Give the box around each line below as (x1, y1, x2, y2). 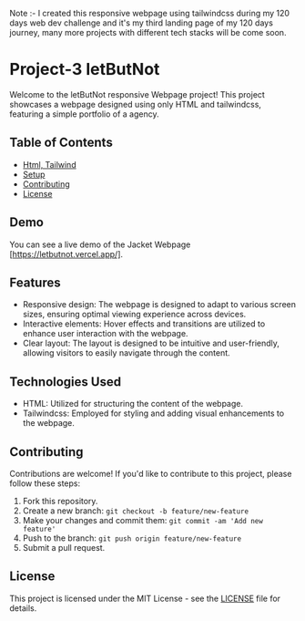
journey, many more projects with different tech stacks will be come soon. (9, 27, 287, 37)
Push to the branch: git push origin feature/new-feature (22, 533, 242, 543)
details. (9, 602, 37, 614)
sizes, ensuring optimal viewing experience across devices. (22, 309, 247, 320)
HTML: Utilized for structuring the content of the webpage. (22, 398, 244, 409)
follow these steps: (9, 478, 80, 489)
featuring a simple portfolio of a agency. (9, 109, 159, 119)
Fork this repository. (22, 496, 98, 506)
